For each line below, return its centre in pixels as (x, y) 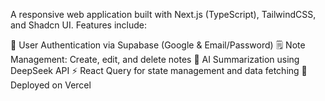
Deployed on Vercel (51, 85)
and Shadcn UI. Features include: (79, 25)
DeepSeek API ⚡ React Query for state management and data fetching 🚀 (159, 70)
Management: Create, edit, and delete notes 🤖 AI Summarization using (155, 59)
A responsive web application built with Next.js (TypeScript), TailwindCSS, (163, 14)
